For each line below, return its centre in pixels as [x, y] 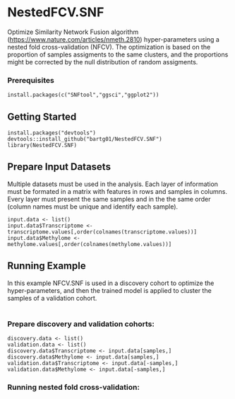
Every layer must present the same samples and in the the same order [109, 199]
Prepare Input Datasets [59, 167]
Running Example [47, 266]
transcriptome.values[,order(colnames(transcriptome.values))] [102, 232]
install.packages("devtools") [52, 133]
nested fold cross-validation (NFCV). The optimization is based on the [109, 47]
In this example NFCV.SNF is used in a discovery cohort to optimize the [111, 283]
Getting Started [42, 116]
